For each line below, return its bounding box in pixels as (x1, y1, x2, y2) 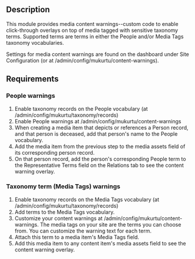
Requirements (6, 74, 59, 84)
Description (6, 5, 50, 15)
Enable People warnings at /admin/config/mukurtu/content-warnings (14, 117, 181, 124)
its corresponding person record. (14, 149, 95, 156)
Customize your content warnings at (14, 215, 103, 222)
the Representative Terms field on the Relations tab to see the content (14, 162, 184, 169)
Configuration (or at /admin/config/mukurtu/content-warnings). (6, 57, 159, 64)
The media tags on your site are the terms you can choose (40, 221, 181, 228)
